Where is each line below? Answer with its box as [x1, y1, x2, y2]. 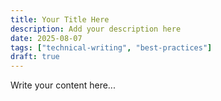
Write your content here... [10, 79, 116, 91]
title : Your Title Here [10, 14, 110, 25]
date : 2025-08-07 [10, 33, 83, 43]
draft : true [10, 52, 60, 62]
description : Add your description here [10, 24, 182, 34]
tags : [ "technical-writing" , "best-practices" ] [10, 42, 213, 53]
